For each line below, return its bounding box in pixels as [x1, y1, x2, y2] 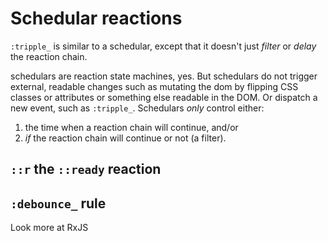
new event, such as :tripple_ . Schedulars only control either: [10, 102, 265, 114]
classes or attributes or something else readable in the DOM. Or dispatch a [10, 91, 318, 103]
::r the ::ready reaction [10, 161, 162, 178]
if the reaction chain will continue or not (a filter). [24, 132, 227, 144]
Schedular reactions [10, 7, 183, 30]
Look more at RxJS [10, 222, 89, 234]
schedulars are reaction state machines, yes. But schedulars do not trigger [10, 70, 318, 82]
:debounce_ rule [10, 195, 107, 212]
